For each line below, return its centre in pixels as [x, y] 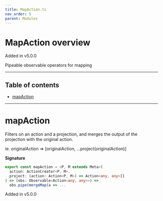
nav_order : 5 [18, 14]
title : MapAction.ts [26, 9]
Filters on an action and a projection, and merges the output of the [71, 134]
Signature [15, 158]
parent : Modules [21, 18]
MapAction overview [48, 42]
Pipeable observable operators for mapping [49, 65]
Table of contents [32, 85]
